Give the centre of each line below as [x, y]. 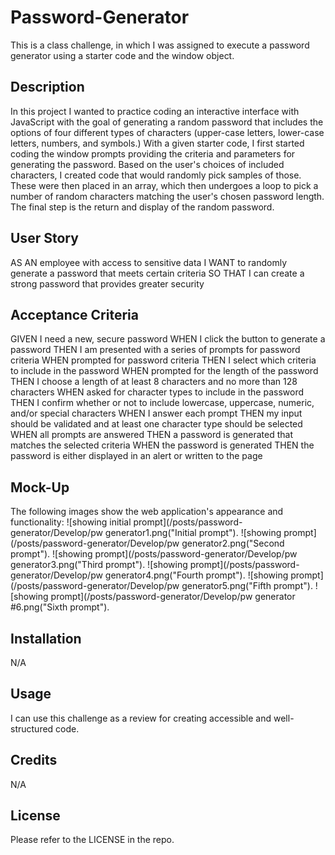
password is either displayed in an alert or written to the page [136, 456]
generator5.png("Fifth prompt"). [247, 586]
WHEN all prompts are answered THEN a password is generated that [151, 435]
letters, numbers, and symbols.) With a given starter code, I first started [157, 143]
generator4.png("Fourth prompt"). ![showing [196, 575]
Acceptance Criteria [74, 314]
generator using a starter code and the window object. [122, 55]
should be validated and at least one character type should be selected [156, 424]
